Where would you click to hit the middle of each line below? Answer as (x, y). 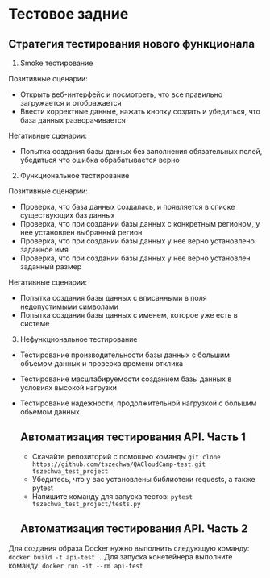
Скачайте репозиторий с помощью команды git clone (127, 456)
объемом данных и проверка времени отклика (102, 363)
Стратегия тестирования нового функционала (132, 44)
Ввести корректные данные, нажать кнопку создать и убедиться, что (140, 111)
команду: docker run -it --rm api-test (76, 565)
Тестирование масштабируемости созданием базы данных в (126, 379)
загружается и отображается (71, 103)
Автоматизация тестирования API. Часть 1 (133, 437)
